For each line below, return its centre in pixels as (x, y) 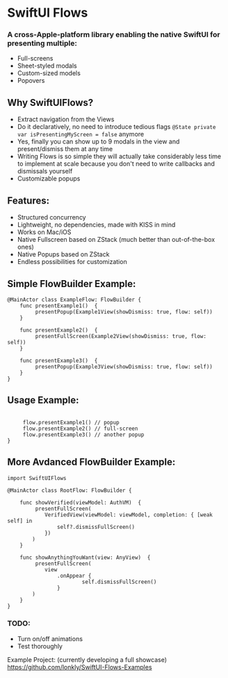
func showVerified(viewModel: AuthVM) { (80, 502)
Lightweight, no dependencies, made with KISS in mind (96, 225)
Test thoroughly (40, 646)
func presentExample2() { (59, 330)
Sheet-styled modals (47, 66)
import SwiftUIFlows (37, 478)
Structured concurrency (51, 217)
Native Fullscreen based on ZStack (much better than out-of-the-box (116, 240)
